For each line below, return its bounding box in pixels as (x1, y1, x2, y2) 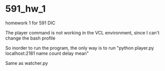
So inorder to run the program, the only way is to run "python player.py (5, 45, 154, 51)
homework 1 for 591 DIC (5, 20, 56, 26)
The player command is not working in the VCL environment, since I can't (5, 29, 160, 35)
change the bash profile (5, 35, 56, 41)
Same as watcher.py (5, 60, 49, 66)
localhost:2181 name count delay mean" (5, 50, 89, 56)
